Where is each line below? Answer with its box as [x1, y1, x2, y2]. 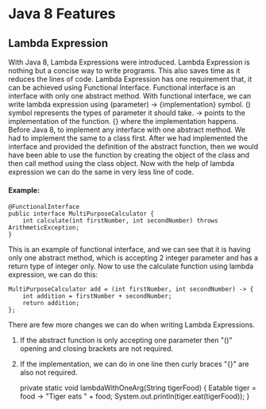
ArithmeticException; [8, 224, 80, 232]
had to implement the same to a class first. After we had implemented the [8, 133, 249, 143]
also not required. [19, 368, 78, 377]
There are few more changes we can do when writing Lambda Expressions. [8, 320, 256, 330]
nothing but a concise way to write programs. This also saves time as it [8, 66, 241, 75]
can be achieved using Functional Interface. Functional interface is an [8, 83, 236, 92]
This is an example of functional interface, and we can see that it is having [8, 245, 251, 254]
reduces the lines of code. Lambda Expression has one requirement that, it [8, 75, 253, 83]
